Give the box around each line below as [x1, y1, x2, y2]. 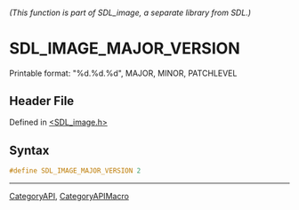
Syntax [9, 142, 50, 157]
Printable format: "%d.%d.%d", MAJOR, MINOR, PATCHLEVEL [9, 68, 238, 78]
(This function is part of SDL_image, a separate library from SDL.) [9, 7, 252, 18]
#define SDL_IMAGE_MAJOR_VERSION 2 [9, 166, 141, 175]
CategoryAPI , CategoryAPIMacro [9, 191, 129, 202]
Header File [9, 93, 75, 109]
